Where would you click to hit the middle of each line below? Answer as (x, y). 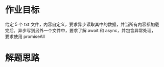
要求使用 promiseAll (25, 36)
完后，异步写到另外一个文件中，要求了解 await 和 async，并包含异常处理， (81, 30)
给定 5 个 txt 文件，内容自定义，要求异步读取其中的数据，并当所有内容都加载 (82, 24)
